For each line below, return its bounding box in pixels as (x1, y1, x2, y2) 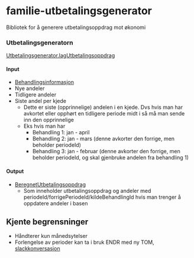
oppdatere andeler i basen (23, 199, 88, 207)
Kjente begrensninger (6, 217, 89, 227)
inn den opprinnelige (23, 117, 74, 124)
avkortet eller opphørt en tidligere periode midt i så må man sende (23, 110, 185, 117)
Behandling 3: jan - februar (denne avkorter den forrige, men (32, 148, 180, 155)
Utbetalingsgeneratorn (6, 38, 73, 47)
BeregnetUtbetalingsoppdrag (14, 180, 86, 188)
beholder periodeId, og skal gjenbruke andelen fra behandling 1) (32, 154, 189, 161)
